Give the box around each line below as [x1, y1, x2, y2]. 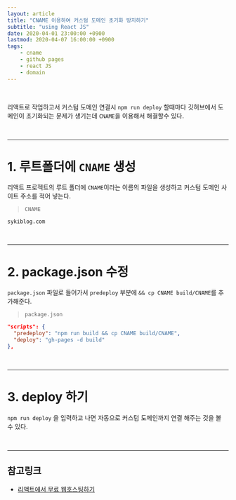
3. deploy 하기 [7, 389, 88, 405]
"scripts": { [7, 323, 46, 330]
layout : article [7, 10, 55, 18]
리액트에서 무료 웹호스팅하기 [17, 485, 96, 493]
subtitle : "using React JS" [7, 23, 90, 30]
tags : [7, 43, 23, 50]
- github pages [20, 56, 65, 63]
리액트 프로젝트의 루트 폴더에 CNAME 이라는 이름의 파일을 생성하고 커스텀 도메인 [7, 183, 220, 191]
